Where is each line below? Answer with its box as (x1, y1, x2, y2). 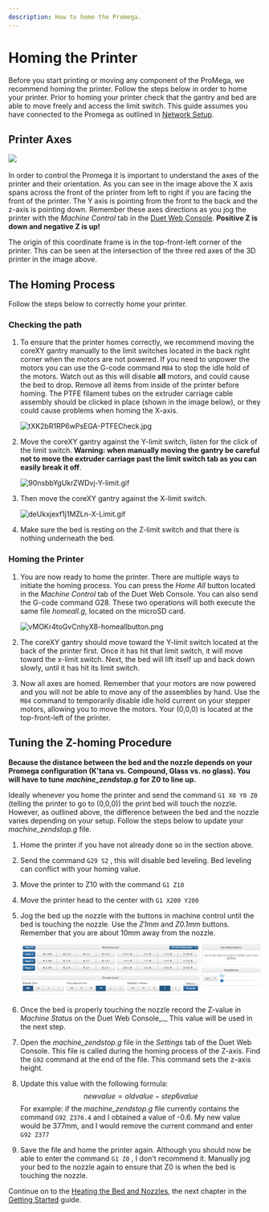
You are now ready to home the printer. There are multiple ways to (19, 572, 239, 581)
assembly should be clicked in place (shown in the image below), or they (19, 397, 261, 407)
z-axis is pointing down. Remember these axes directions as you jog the (8, 205, 247, 215)
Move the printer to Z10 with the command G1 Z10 (19, 879, 185, 889)
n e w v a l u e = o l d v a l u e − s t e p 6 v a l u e (83, 1091, 198, 1101)
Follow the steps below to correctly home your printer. (8, 299, 187, 309)
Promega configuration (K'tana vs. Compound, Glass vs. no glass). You (8, 766, 251, 775)
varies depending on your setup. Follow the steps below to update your (8, 816, 244, 825)
